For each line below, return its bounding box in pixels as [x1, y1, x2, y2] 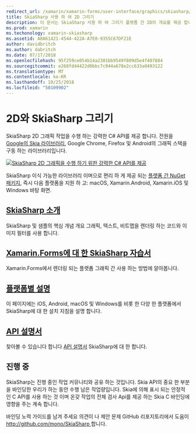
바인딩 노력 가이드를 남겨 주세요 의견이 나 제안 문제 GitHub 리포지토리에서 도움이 [6, 412, 190, 420]
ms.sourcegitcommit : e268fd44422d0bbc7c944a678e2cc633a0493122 [6, 63, 163, 69]
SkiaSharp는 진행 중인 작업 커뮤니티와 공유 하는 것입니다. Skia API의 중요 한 [6, 379, 179, 386]
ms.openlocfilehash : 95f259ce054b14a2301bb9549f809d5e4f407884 [6, 57, 163, 63]
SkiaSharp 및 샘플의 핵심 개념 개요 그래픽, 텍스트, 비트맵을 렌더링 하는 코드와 [6, 222, 181, 229]
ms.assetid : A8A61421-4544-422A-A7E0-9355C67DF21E [6, 36, 132, 42]
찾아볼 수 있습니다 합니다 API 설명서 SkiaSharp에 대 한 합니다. [6, 343, 148, 350]
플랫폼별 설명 [6, 284, 51, 294]
